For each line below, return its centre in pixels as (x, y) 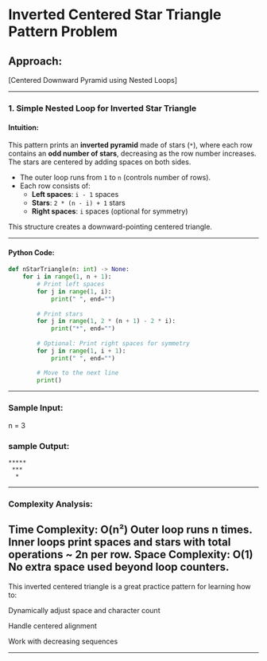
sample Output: (39, 446)
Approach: (35, 61)
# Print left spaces (71, 285)
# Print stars (60, 314)
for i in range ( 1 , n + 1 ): (67, 277)
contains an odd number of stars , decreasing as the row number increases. (132, 154)
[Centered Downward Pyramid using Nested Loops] (93, 80)
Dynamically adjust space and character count (84, 610)
